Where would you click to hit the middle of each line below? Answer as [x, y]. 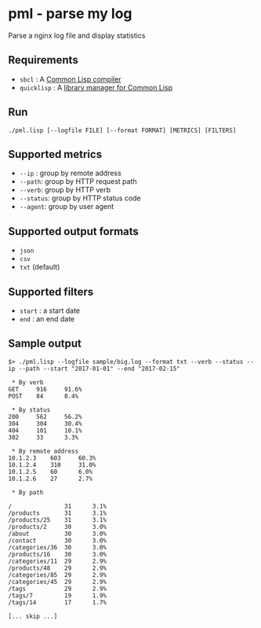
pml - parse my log [70, 14]
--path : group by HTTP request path [78, 182]
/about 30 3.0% [58, 534]
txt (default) [40, 267]
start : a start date [50, 310]
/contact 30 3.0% [58, 540]
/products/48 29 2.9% [58, 568]
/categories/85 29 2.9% [58, 575]
